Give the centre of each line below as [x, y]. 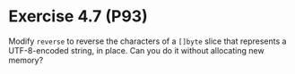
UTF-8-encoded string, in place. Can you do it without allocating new [137, 50]
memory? [26, 60]
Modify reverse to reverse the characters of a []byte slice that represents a [147, 41]
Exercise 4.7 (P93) [78, 16]
